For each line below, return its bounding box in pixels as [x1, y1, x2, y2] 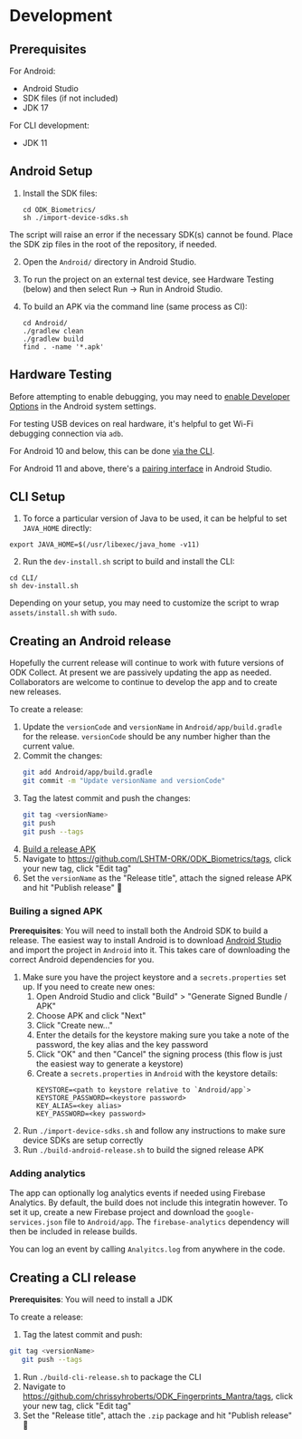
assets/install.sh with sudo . [9, 607, 118, 618]
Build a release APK [22, 844, 97, 855]
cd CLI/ [9, 574, 39, 583]
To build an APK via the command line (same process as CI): [22, 301, 248, 312]
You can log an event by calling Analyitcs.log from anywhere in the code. [9, 1243, 286, 1255]
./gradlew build [22, 334, 84, 343]
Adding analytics [9, 1166, 86, 1179]
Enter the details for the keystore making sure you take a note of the [35, 1029, 289, 1040]
